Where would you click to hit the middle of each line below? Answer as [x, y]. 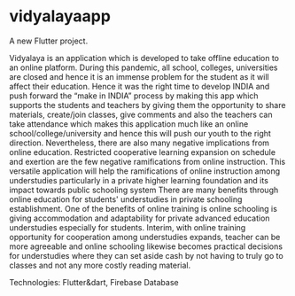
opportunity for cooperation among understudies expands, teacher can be [145, 237]
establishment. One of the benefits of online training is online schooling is [143, 208]
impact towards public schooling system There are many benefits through [144, 190]
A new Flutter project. [49, 41]
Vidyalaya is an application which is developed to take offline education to [144, 58]
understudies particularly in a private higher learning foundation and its [139, 180]
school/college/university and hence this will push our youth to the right [140, 133]
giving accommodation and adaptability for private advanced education [140, 218]
